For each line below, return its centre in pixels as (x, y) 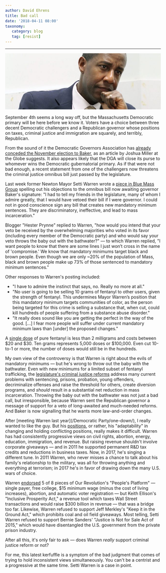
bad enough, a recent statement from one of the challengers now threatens (82, 169)
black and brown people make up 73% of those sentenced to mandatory (79, 262)
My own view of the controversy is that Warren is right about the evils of (79, 358)
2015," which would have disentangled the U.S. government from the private (83, 525)
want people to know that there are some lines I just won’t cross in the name (83, 246)
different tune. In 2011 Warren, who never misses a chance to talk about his (82, 458)
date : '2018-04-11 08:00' (32, 21)
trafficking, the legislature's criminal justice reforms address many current (80, 374)
